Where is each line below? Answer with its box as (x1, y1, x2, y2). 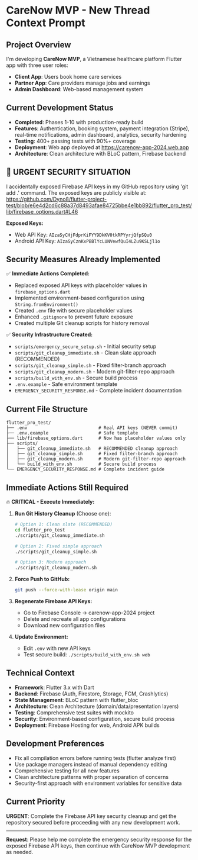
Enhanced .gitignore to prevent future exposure (14, 313, 134, 320)
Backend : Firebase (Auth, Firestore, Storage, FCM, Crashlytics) (14, 690, 169, 697)
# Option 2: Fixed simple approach (14, 543, 103, 549)
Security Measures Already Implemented (6, 255, 161, 265)
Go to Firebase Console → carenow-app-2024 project (23, 609, 155, 616)
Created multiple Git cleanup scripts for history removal (14, 320, 150, 327)
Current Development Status (6, 103, 114, 113)
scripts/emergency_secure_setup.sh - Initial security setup (14, 343, 157, 350)
